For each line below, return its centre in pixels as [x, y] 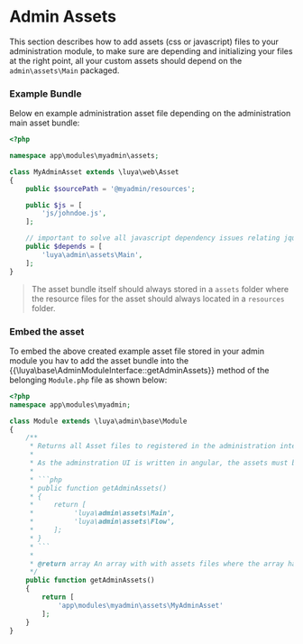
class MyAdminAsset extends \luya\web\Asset [94, 172]
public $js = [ [54, 205]
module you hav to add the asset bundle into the [99, 360]
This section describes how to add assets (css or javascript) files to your [144, 41]
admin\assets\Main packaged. [64, 70]
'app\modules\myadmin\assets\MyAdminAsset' [140, 605]
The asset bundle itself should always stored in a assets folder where [160, 289]
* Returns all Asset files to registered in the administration [153, 446]
